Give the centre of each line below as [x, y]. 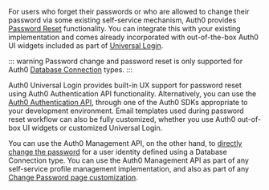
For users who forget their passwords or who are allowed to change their [129, 12]
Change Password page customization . [73, 177]
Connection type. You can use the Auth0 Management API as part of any [128, 160]
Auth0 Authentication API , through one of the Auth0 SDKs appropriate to [128, 102]
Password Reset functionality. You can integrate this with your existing [124, 28]
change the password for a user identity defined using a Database [118, 152]
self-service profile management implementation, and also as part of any [129, 169]
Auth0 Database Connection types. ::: [70, 70]
